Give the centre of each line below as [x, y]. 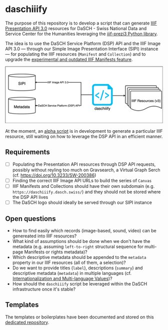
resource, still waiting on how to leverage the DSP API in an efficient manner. [84, 137]
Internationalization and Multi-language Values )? [62, 278]
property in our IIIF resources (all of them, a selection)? [69, 262]
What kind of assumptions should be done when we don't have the [81, 241]
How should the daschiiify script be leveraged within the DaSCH [80, 283]
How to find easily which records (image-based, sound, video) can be [84, 230]
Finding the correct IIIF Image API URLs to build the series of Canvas [82, 180]
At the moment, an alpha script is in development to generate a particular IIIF [84, 131]
